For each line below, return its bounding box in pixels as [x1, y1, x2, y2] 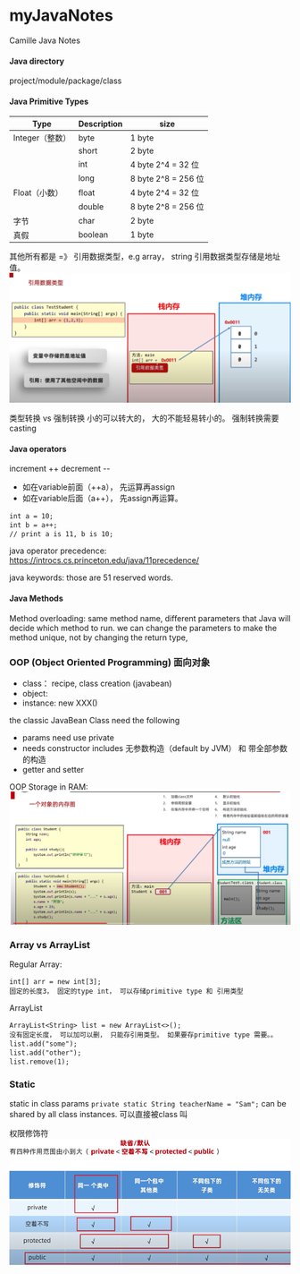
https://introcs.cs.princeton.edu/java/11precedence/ [9, 555, 199, 566]
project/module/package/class [9, 75, 122, 86]
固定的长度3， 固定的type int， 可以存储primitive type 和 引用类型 [9, 987, 244, 996]
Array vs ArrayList [9, 938, 91, 951]
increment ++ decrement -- [9, 463, 111, 475]
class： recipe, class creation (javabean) [21, 678, 172, 688]
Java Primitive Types [9, 96, 89, 107]
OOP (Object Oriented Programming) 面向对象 [9, 655, 211, 668]
